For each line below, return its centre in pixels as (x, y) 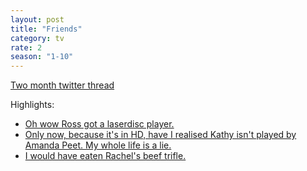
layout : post (37, 19)
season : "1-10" (42, 57)
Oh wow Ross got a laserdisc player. (99, 124)
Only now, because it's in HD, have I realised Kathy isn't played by (160, 135)
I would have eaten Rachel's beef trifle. (105, 156)
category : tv (37, 38)
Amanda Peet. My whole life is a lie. (98, 145)
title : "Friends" (46, 29)
